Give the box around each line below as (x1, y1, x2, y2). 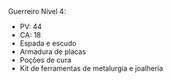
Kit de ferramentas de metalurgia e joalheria (19, 64, 164, 73)
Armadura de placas (19, 47, 86, 56)
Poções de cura (19, 55, 72, 64)
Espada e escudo (19, 39, 77, 48)
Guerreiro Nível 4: (8, 7, 66, 16)
